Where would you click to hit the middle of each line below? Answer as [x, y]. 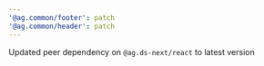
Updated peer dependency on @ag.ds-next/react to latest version [132, 52]
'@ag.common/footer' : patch [62, 18]
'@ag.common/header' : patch [62, 26]
